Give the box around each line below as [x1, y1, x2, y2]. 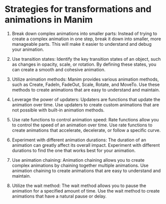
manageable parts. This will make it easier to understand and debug [11, 41, 152, 47]
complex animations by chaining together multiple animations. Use [11, 162, 149, 168]
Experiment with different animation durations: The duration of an [11, 137, 147, 143]
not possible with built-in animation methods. [11, 107, 105, 113]
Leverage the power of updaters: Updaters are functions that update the [11, 96, 161, 102]
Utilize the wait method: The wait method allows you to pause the [11, 183, 147, 189]
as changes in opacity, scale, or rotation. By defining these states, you [11, 61, 157, 67]
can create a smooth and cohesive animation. [11, 66, 106, 73]
